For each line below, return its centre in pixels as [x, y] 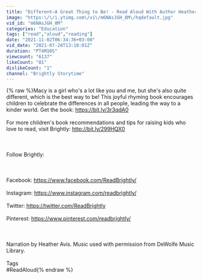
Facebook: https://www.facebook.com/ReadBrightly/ [72, 180]
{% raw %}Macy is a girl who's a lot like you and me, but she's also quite [96, 90]
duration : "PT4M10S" [32, 51]
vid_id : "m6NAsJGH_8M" [35, 23]
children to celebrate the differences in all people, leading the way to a [93, 104]
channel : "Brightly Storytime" [45, 74]
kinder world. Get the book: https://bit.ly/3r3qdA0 [68, 110]
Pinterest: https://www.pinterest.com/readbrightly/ [69, 219]
